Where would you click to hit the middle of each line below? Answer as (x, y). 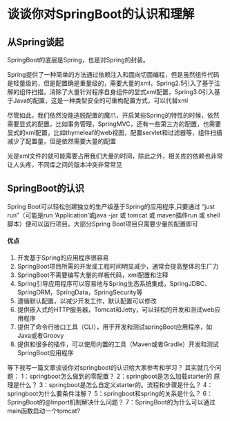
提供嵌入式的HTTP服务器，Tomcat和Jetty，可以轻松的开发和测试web (116, 310)
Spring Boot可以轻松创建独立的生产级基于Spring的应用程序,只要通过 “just (111, 206)
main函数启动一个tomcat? (44, 411)
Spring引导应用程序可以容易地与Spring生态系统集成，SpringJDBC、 (114, 284)
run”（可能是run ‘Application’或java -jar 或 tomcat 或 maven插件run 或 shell (114, 215)
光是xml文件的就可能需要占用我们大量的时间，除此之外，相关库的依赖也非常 (115, 156)
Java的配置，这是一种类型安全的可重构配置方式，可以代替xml (100, 100)
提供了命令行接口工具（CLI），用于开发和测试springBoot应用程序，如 (115, 327)
